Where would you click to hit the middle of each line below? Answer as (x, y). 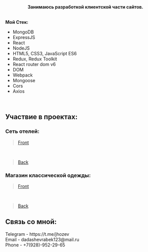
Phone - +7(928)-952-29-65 (35, 245)
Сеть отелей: (22, 131)
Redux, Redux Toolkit (35, 59)
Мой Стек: (17, 22)
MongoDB (23, 32)
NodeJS (21, 48)
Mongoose (24, 80)
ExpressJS (24, 37)
